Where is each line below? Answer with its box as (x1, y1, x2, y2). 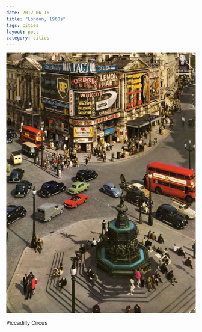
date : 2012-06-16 (6, 10, 50, 16)
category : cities (6, 35, 50, 41)
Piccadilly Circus (6, 319, 48, 326)
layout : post (6, 29, 39, 35)
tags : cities (6, 22, 39, 28)
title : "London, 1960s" (6, 16, 66, 22)
